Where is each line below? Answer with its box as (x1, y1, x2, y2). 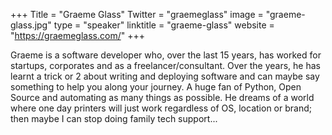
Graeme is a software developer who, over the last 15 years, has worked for (10, 49, 322, 61)
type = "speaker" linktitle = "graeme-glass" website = (53, 19, 275, 31)
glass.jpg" (10, 19, 52, 31)
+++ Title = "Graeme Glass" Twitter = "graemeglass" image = (10, 9, 264, 20)
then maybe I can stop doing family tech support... (10, 113, 218, 124)
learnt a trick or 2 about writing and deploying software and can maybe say (10, 70, 320, 82)
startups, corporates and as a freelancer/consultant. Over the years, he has (10, 60, 321, 71)
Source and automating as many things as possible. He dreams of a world (10, 92, 315, 103)
